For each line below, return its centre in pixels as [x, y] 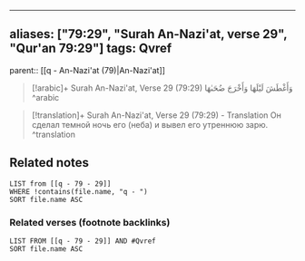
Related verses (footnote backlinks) [90, 222]
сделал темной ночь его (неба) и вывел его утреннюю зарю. [150, 124]
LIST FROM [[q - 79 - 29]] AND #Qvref [83, 241]
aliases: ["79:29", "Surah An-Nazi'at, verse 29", [148, 34]
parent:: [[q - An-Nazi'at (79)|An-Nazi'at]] [88, 70]
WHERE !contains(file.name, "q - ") [79, 191]
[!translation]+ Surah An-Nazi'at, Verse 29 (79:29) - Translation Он [156, 115]
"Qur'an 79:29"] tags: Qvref [91, 48]
